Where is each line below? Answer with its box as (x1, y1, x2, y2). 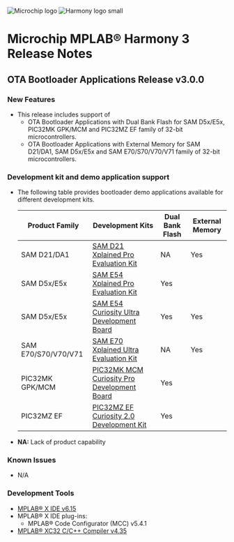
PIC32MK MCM (92, 365, 144, 375)
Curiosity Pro (92, 374, 136, 384)
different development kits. (17, 195, 95, 204)
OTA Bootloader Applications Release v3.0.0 (7, 73, 205, 85)
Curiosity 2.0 (92, 412, 135, 421)
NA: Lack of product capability (17, 438, 106, 446)
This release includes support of (17, 110, 111, 119)
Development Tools (7, 488, 75, 498)
